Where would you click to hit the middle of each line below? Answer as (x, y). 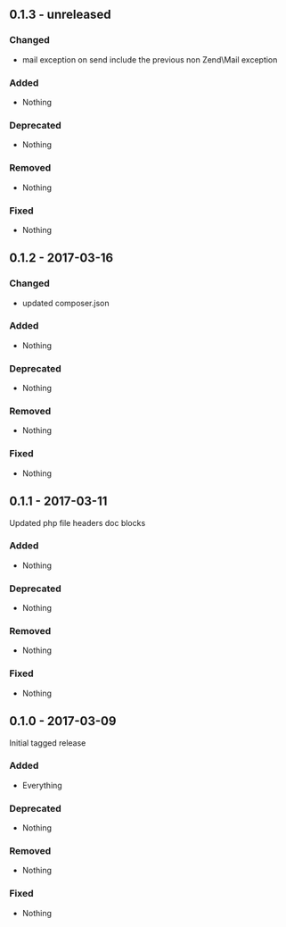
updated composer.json (65, 303)
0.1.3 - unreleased (60, 15)
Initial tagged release (48, 743)
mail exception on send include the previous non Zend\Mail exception (150, 59)
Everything (42, 785)
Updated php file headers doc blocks (78, 522)
